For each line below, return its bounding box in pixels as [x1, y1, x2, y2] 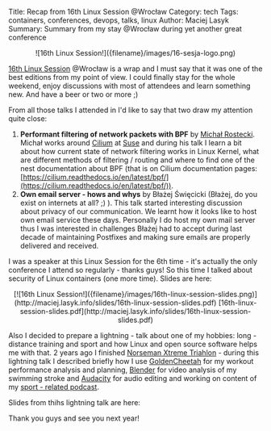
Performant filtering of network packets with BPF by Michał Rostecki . [19, 129, 256, 139]
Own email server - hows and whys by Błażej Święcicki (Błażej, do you [19, 190, 258, 199]
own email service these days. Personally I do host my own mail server [19, 215, 256, 224]
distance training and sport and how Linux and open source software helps [8, 339, 258, 349]
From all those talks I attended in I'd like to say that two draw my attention [8, 105, 253, 115]
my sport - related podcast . [8, 383, 99, 391]
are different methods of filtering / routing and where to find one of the [19, 155, 256, 165]
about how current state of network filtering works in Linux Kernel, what [19, 147, 260, 156]
